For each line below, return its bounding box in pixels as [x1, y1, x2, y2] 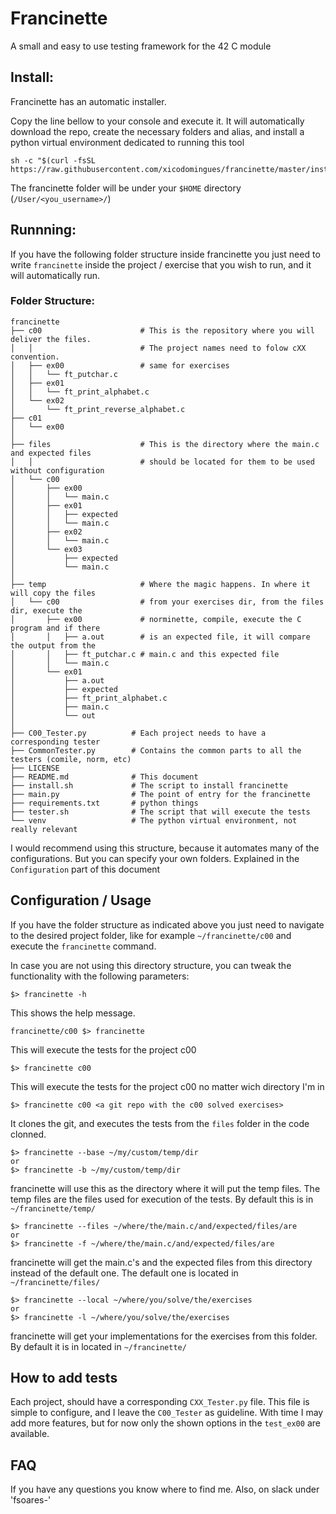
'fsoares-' [10, 1494, 52, 1506]
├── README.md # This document [10, 772, 199, 782]
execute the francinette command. [10, 940, 157, 952]
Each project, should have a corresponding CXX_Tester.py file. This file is [10, 1396, 310, 1408]
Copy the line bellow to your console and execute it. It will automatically [10, 115, 305, 127]
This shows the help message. [10, 1007, 136, 1019]
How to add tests [10, 1370, 118, 1387]
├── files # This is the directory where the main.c [10, 439, 320, 449]
